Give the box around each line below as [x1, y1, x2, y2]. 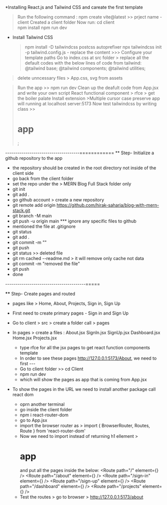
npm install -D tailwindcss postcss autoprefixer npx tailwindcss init [24, 44, 162, 50]
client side [12, 170, 34, 176]
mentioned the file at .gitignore [12, 223, 76, 229]
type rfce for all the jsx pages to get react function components [19, 344, 151, 350]
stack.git [12, 207, 30, 213]
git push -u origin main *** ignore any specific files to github [12, 218, 137, 224]
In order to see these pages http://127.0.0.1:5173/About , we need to [19, 355, 157, 361]
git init [12, 186, 25, 192]
